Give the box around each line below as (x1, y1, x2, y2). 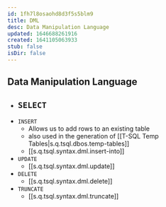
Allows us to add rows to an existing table (28, 124, 150, 133)
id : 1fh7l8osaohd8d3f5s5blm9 (7, 10, 94, 18)
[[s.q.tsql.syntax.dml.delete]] (28, 177, 113, 186)
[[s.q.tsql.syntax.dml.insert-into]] (28, 147, 125, 155)
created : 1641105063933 (7, 37, 78, 44)
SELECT (17, 100, 48, 110)
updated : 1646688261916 (7, 30, 78, 37)
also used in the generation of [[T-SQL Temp (28, 132, 160, 141)
